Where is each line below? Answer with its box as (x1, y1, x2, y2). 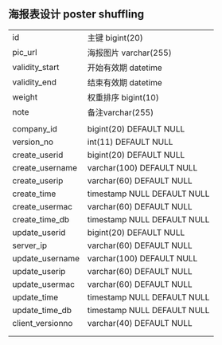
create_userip (12, 174, 64, 186)
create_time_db (12, 214, 70, 225)
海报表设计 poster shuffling (8, 7, 145, 22)
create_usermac (12, 201, 73, 212)
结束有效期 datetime (87, 76, 162, 88)
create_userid (12, 149, 64, 160)
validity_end (12, 76, 57, 88)
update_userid (12, 226, 66, 237)
